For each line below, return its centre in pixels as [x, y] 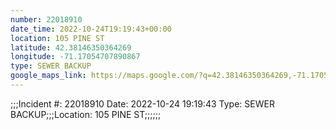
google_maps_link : [48, 76]
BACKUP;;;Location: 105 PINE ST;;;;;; [86, 114]
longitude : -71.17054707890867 [75, 57]
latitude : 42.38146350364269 [71, 47]
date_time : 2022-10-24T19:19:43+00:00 [91, 29]
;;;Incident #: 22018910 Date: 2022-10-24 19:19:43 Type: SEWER [142, 103]
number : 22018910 [46, 19]
